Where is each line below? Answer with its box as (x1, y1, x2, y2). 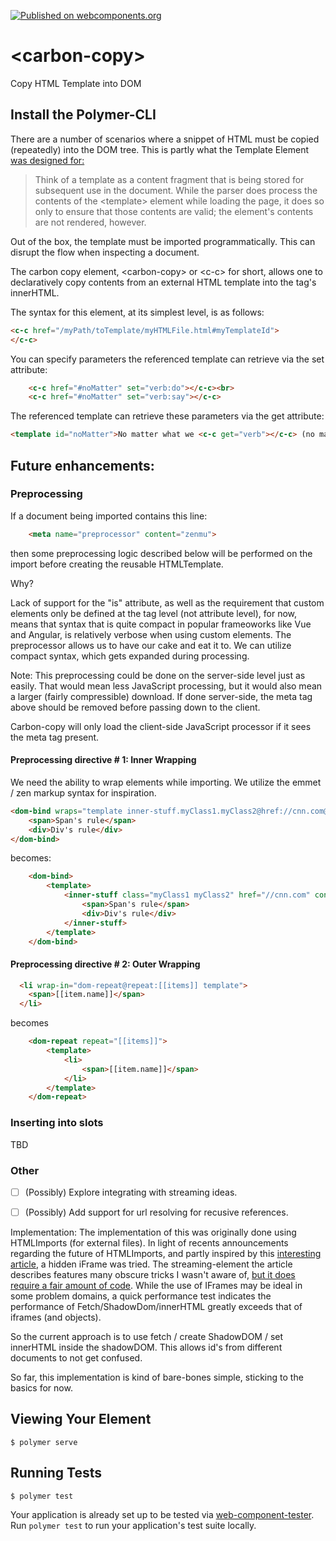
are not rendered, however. (34, 216, 147, 228)
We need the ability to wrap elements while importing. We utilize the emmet (10, 776, 322, 788)
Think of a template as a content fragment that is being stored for (34, 173, 305, 185)
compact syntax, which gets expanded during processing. (10, 650, 250, 662)
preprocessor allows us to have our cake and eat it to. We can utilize (10, 639, 292, 651)
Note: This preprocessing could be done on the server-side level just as (10, 669, 306, 681)
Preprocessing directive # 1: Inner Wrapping (10, 754, 197, 766)
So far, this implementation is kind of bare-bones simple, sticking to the (10, 1371, 304, 1384)
